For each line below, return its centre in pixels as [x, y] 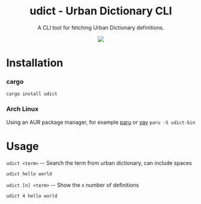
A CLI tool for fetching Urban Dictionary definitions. [101, 28]
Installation [35, 63]
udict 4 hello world [32, 196]
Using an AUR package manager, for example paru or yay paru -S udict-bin [101, 122]
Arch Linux [22, 109]
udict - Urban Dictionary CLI [101, 11]
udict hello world [29, 174]
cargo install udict [32, 94]
